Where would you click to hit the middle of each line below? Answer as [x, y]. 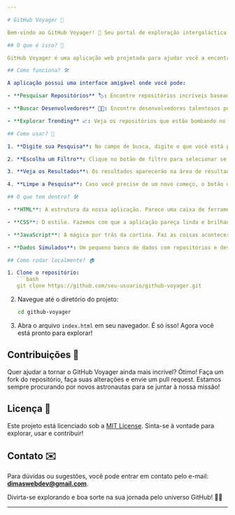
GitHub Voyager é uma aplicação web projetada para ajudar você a [106, 58]
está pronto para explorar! [55, 333]
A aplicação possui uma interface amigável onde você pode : [97, 83]
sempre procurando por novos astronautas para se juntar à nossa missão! [114, 387]
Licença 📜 [29, 409]
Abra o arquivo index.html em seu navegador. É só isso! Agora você [116, 325]
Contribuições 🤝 [43, 355]
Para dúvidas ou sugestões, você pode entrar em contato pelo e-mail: [108, 476]
